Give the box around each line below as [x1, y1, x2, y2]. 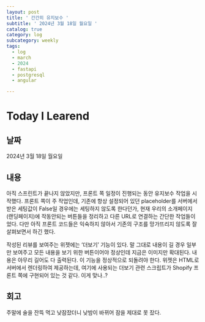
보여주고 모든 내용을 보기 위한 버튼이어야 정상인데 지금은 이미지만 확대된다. [12, 248, 191, 256]
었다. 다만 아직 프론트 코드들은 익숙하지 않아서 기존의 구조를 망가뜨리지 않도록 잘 [6, 220, 198, 228]
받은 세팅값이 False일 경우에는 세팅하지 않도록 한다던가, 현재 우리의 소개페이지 [6, 205, 193, 212]
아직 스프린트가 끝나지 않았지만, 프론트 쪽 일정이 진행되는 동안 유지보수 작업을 [6, 190, 191, 197]
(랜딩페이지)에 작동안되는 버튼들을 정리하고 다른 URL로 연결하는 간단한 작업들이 [6, 212, 196, 220]
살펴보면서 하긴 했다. [6, 228, 56, 235]
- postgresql [12, 72, 45, 78]
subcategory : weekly [6, 37, 59, 44]
